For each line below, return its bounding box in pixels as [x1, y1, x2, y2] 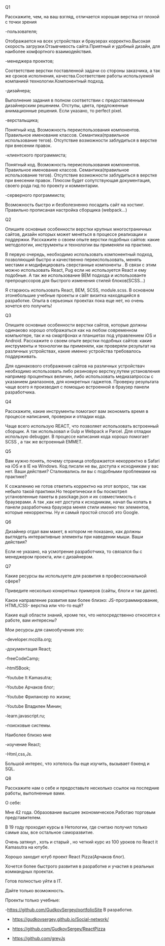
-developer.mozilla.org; [5, 636, 53, 642]
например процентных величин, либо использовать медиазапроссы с [5, 373, 154, 379]
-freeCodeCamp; [5, 655, 40, 661]
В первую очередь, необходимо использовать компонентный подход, [5, 252, 154, 257]
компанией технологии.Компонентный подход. [5, 78, 104, 84]
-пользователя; [5, 29, 38, 34]
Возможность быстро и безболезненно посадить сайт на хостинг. [5, 202, 144, 208]
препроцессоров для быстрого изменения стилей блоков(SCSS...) [5, 278, 145, 283]
